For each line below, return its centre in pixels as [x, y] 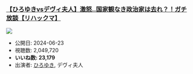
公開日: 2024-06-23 [39, 43]
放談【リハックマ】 [33, 18]
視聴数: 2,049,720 [37, 51]
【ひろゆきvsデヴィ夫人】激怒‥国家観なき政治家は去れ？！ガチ [96, 9]
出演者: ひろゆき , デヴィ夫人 [49, 65]
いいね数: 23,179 [35, 58]
